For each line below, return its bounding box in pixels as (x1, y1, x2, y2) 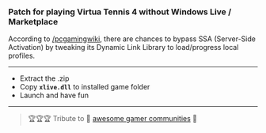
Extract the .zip (19, 74, 70, 83)
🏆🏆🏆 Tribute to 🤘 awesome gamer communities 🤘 (27, 114, 198, 123)
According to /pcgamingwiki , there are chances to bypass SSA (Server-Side (8, 34, 256, 44)
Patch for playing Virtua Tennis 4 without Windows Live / (8, 6, 232, 17)
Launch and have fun (19, 90, 89, 101)
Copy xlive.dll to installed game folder (19, 82, 150, 92)
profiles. (8, 51, 36, 61)
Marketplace (8, 16, 59, 27)
